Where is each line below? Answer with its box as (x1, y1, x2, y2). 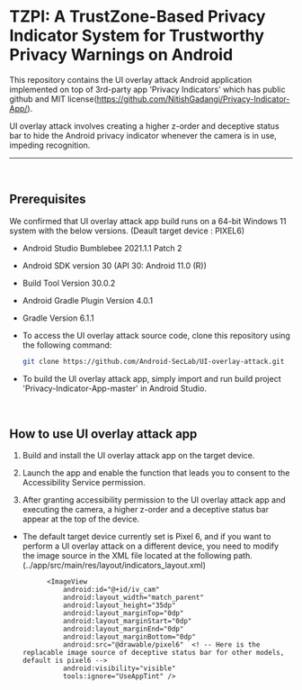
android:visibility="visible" (62, 664, 176, 673)
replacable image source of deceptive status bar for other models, (22, 649, 285, 658)
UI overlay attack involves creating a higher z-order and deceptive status (9, 120, 280, 132)
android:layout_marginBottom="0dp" (62, 632, 196, 641)
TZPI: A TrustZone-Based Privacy (9, 6, 266, 27)
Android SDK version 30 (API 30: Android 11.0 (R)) (22, 259, 207, 271)
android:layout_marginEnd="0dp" (62, 624, 184, 634)
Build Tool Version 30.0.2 (22, 277, 116, 288)
